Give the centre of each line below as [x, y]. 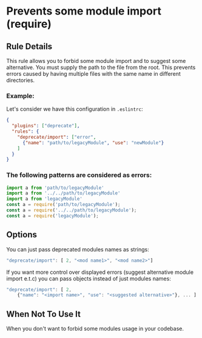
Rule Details [29, 46]
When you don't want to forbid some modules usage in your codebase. [95, 329]
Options [22, 235]
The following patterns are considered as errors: [79, 175]
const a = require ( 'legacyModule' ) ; [52, 216]
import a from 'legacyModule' [45, 199]
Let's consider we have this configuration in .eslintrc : [75, 109]
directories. [21, 80]
